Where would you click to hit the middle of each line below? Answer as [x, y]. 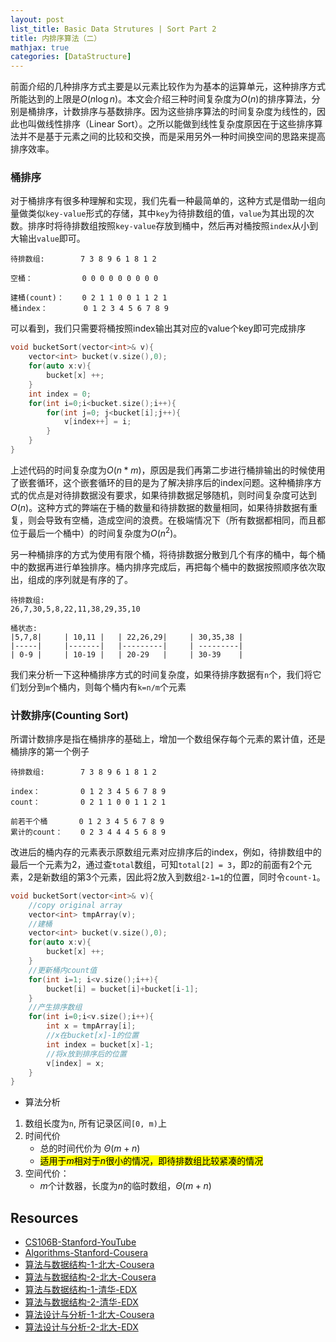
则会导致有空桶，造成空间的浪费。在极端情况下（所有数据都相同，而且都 [176, 520]
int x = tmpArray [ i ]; [91, 1026]
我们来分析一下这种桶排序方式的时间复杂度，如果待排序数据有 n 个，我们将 [161, 674]
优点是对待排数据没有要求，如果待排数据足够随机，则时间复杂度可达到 [172, 495]
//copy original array [75, 905]
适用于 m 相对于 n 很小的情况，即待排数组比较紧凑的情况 [151, 1161]
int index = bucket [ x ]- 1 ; [100, 1044]
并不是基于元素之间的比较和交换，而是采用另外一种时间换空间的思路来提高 [172, 137]
